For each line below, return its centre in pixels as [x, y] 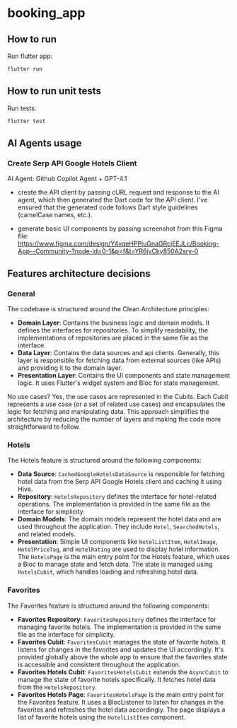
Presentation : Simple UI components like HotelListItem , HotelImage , [117, 542]
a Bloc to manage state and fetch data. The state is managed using [115, 565]
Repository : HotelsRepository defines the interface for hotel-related [117, 497]
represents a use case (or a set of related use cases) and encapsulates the [116, 404]
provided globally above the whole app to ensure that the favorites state [122, 657]
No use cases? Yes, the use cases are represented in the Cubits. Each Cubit [118, 396]
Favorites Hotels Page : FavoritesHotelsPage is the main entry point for [121, 694]
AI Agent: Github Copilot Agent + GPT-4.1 [67, 179]
